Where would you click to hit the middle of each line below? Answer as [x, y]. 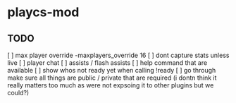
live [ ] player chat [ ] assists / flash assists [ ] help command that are [107, 63]
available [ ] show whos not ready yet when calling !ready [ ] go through [112, 70]
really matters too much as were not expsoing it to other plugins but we [111, 85]
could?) [18, 93]
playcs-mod [43, 12]
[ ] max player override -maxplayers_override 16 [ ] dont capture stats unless [118, 55]
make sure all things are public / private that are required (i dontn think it [112, 78]
